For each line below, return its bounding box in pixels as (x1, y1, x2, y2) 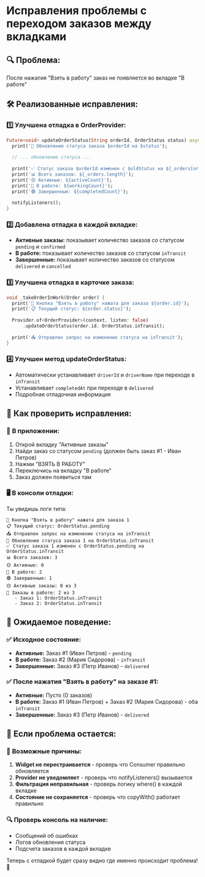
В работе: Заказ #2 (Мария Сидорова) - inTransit (15, 656, 146, 663)
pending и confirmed (15, 243, 66, 250)
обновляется (15, 767, 49, 775)
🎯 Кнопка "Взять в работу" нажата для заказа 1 (6, 517, 130, 523)
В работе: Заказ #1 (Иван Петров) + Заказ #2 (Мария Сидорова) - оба (15, 698, 198, 705)
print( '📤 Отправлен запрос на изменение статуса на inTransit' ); (12, 334, 184, 341)
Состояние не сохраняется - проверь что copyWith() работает (15, 794, 181, 801)
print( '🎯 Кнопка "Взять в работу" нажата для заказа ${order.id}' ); (12, 300, 190, 306)
